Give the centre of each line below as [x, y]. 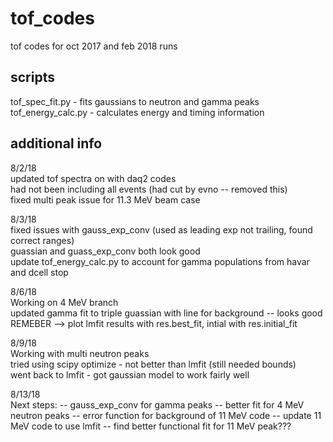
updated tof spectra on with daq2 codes [93, 178]
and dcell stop [39, 272]
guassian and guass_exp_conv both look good [105, 251]
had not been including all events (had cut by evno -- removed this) [149, 189]
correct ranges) [42, 240]
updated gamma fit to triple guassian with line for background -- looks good [166, 313]
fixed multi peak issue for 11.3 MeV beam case [105, 199]
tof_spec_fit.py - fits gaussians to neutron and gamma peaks [135, 101]
